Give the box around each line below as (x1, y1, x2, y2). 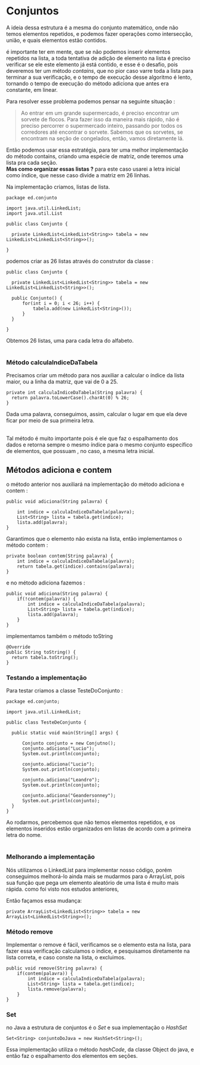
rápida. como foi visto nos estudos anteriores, (6, 885, 119, 892)
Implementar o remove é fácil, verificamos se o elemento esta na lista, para (6, 941, 191, 948)
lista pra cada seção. (6, 159, 58, 166)
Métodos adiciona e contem (6, 464, 112, 475)
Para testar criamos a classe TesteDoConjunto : (6, 687, 124, 694)
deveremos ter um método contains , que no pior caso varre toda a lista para (6, 67, 194, 74)
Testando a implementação (6, 673, 87, 682)
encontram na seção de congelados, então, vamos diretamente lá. (20, 134, 184, 141)
